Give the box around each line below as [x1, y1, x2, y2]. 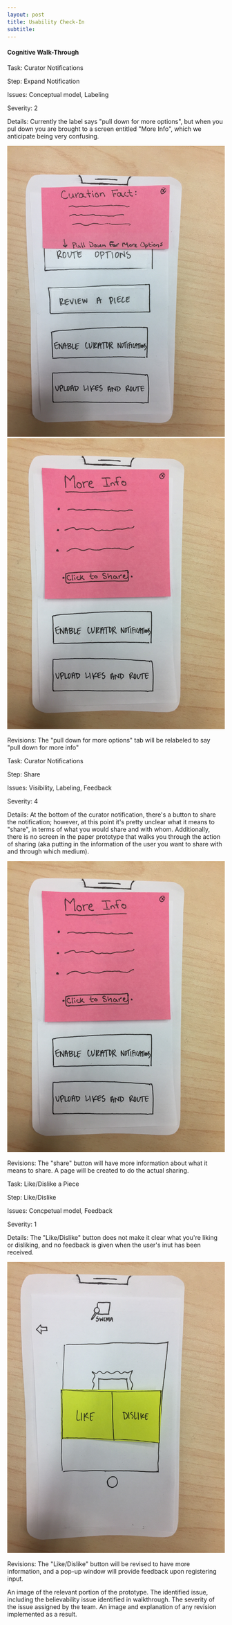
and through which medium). [7, 847, 90, 855]
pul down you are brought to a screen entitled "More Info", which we [7, 125, 202, 133]
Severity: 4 [7, 797, 39, 805]
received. [7, 1247, 35, 1257]
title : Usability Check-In [7, 18, 85, 26]
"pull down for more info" [7, 743, 79, 752]
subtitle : [7, 26, 36, 33]
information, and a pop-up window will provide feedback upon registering [7, 1567, 217, 1575]
